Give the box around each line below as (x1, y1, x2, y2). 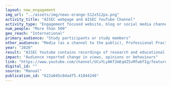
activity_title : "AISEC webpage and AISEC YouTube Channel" (5, 17, 136, 22)
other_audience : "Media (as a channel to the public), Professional (5, 40, 154, 46)
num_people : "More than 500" (5, 26, 67, 31)
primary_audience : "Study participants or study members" (5, 36, 131, 41)
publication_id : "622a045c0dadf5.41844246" (5, 73, 99, 78)
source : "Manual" (5, 69, 42, 74)
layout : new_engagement (5, 7, 56, 13)
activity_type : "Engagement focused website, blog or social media (5, 21, 152, 27)
